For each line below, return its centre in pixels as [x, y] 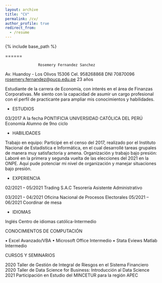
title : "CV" [17, 14]
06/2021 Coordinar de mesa [33, 202]
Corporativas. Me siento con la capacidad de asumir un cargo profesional [79, 94]
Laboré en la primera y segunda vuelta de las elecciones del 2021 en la [77, 158]
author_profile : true [27, 23]
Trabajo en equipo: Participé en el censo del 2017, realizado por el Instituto [81, 142]
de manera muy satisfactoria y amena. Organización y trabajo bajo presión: [81, 153]
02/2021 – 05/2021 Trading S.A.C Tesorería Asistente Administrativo [74, 188]
